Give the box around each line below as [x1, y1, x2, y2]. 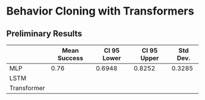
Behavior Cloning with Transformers [6, 4, 195, 18]
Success [57, 54, 84, 62]
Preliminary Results [6, 28, 82, 39]
